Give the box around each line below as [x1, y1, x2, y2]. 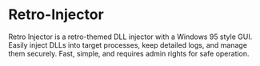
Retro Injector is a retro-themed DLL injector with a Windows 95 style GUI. [8, 32, 253, 41]
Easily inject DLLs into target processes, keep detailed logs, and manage [8, 40, 248, 49]
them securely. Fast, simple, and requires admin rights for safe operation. [8, 49, 250, 58]
